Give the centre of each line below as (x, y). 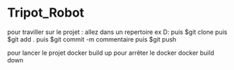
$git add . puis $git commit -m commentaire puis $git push (92, 39)
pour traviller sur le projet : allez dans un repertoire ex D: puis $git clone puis (117, 32)
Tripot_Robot (46, 13)
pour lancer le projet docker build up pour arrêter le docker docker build (111, 53)
